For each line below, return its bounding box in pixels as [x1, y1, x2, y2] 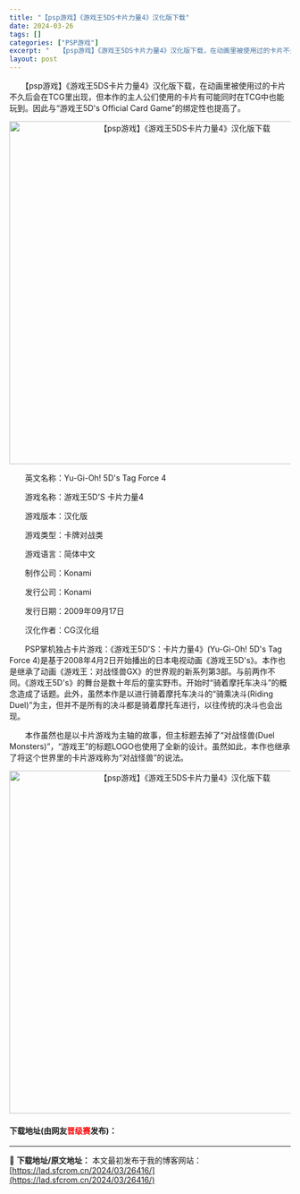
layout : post [9, 55, 58, 64]
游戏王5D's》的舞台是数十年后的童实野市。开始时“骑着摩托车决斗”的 [28, 678, 279, 687]
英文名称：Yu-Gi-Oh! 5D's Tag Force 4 [24, 473, 167, 483]
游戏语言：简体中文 [24, 549, 96, 559]
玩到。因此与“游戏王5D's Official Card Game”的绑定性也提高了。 [9, 103, 246, 113]
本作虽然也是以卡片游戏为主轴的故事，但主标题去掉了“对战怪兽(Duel [24, 730, 275, 740]
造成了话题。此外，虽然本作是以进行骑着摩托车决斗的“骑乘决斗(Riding [16, 688, 274, 699]
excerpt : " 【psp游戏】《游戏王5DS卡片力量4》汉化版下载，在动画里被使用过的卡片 [9, 47, 284, 55]
